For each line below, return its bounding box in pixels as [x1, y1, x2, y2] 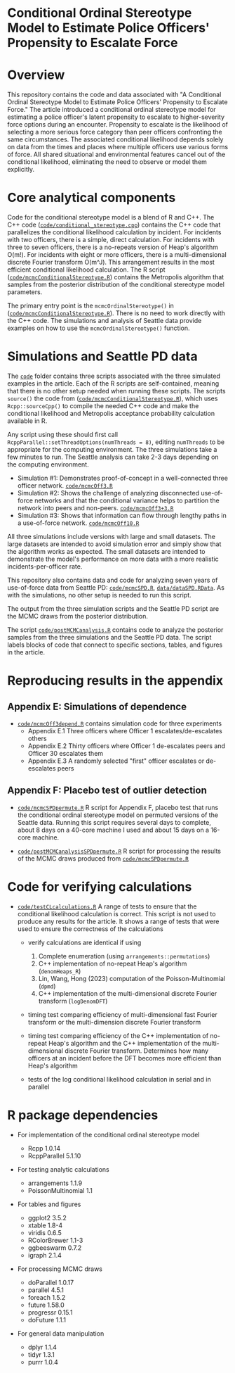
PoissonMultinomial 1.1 [27, 1186, 93, 1194]
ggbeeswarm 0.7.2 [27, 1244, 82, 1252]
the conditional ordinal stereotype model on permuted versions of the [17, 811, 219, 819]
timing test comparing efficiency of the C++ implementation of [27, 1031, 209, 1039]
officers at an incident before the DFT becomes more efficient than [27, 1054, 222, 1062]
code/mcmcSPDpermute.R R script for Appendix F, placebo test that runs [17, 803, 219, 811]
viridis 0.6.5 [27, 1228, 62, 1236]
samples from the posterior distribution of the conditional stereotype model [7, 280, 224, 289]
